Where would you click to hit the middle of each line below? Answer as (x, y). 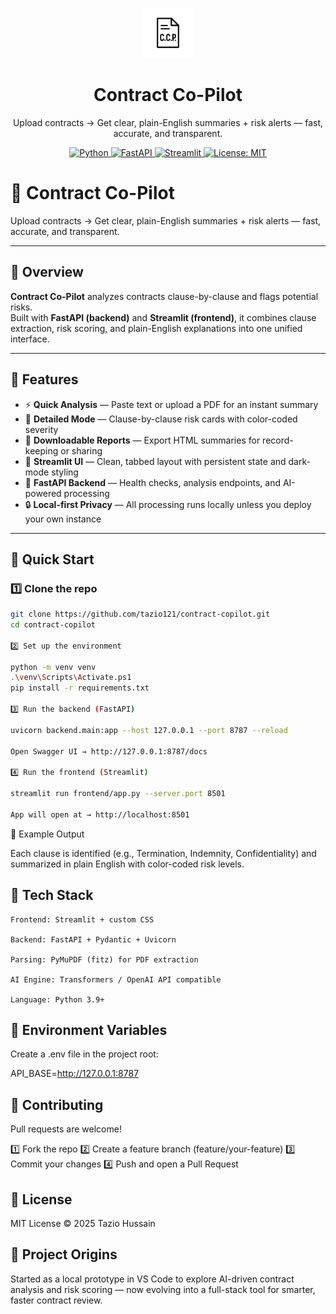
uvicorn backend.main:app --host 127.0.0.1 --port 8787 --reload (149, 730)
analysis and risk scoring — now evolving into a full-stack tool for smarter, (163, 1289)
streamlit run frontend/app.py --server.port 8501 (118, 794)
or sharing (81, 450)
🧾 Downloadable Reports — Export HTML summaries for (142, 440)
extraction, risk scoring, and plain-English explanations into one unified (156, 328)
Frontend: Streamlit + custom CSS (82, 919)
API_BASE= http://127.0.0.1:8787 (75, 1074)
